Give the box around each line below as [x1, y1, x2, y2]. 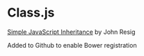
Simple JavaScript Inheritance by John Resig [7, 28, 136, 36]
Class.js [7, 5, 55, 21]
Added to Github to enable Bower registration [7, 41, 137, 49]
